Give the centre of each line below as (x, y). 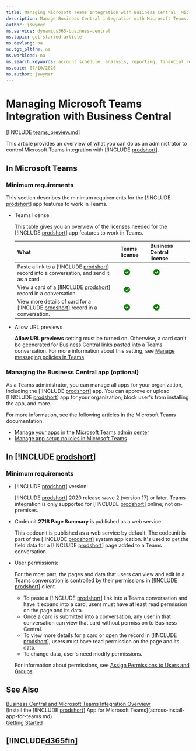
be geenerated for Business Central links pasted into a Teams (88, 345)
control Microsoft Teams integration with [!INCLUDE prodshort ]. (83, 150)
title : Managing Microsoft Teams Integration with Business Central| (92, 12)
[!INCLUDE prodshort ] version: (51, 486)
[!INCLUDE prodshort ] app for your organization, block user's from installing (97, 397)
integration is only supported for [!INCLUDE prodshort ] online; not (94, 504)
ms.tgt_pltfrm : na (28, 50)
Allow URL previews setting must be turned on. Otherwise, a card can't (100, 338)
